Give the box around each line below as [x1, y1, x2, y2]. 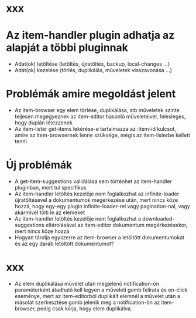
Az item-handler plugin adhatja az [6, 29, 175, 42]
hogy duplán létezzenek [14, 119, 73, 126]
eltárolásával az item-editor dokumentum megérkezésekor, [46, 222, 188, 228]
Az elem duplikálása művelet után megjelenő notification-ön [14, 280, 160, 287]
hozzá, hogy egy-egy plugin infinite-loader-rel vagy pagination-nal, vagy [14, 203, 190, 209]
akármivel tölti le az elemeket [14, 209, 85, 216]
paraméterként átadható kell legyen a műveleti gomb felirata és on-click [14, 286, 188, 293]
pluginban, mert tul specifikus [14, 184, 87, 191]
